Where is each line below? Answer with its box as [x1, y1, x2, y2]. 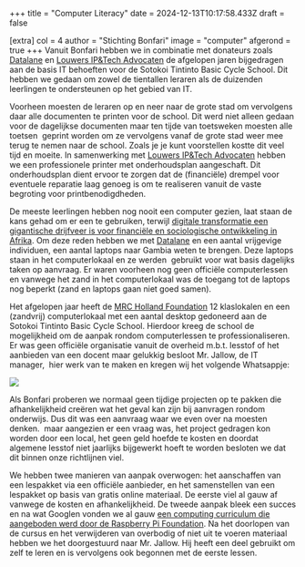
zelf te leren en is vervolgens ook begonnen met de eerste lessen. [9, 547, 258, 558]
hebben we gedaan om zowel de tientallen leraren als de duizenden [9, 74, 263, 85]
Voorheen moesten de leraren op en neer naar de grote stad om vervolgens [9, 101, 293, 112]
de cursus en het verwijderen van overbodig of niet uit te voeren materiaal [9, 528, 288, 539]
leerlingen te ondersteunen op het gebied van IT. [9, 84, 193, 94]
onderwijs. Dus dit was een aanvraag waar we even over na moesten [9, 414, 268, 424]
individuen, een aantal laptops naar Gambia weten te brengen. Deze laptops [9, 245, 294, 255]
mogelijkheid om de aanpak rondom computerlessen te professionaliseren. [9, 330, 290, 341]
